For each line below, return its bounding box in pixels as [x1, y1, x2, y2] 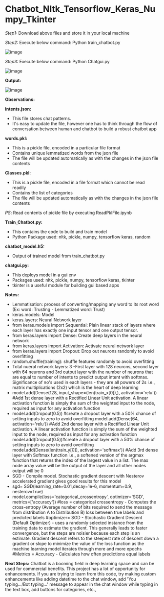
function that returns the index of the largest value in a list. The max [12, 457, 149, 463]
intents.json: [5, 106, 32, 112]
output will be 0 [12, 468, 44, 474]
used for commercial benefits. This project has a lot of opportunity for [5, 566, 145, 572]
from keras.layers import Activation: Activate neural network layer [12, 343, 144, 349]
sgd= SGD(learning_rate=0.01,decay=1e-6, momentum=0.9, [12, 483, 133, 489]
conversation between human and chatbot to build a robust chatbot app [12, 126, 157, 132]
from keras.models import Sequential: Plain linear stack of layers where [12, 322, 156, 328]
